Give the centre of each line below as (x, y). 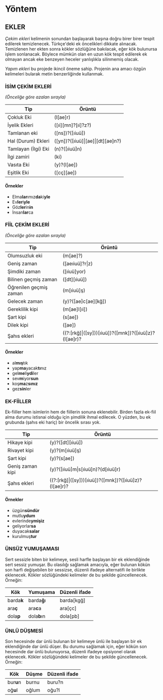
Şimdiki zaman (24, 271)
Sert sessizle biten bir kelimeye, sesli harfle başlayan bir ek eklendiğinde (77, 559)
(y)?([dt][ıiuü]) (66, 442)
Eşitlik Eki (18, 173)
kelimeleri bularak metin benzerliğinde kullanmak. (55, 74)
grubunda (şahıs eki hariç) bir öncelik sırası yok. (53, 423)
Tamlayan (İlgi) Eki (28, 149)
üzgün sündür (26, 510)
